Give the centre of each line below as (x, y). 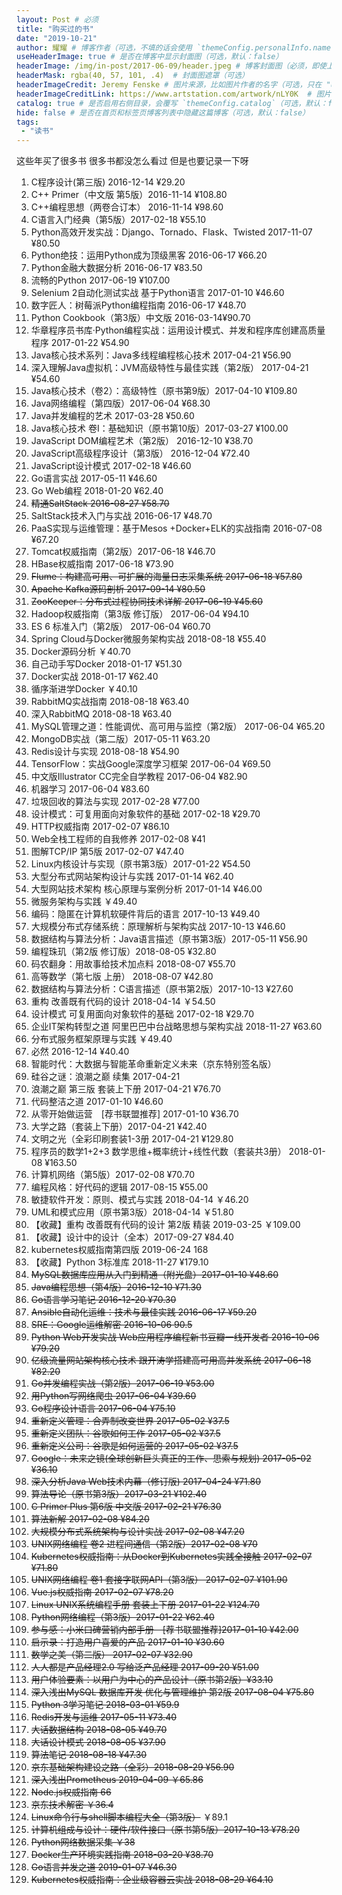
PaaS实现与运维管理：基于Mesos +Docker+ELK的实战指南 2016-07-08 (176, 528)
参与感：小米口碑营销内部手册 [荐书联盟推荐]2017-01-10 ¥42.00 (164, 1630)
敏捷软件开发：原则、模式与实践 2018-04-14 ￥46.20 (139, 1200)
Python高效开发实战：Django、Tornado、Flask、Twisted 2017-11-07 (171, 232)
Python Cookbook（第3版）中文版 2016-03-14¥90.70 (140, 318)
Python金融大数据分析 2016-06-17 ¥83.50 (116, 268)
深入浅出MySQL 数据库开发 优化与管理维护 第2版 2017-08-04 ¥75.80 (172, 1692)
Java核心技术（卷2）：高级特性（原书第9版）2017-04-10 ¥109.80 (164, 391)
